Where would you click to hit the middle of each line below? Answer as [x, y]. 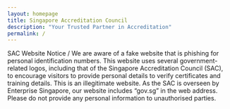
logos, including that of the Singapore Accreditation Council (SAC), [126, 68]
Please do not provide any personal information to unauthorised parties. [112, 98]
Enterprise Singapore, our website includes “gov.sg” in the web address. [113, 91]
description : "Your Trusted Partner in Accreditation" [90, 27]
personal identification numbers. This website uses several [93, 61]
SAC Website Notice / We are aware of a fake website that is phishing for [113, 53]
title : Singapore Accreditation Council [68, 20]
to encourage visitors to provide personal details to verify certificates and [114, 76]
